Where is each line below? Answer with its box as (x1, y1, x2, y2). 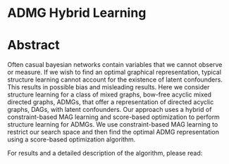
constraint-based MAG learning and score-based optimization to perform (7, 113, 220, 121)
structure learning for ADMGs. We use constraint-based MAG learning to (7, 120, 218, 129)
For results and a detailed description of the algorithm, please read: (7, 149, 203, 158)
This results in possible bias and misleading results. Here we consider (7, 83, 210, 92)
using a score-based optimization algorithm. (7, 135, 136, 144)
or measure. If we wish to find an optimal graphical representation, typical (7, 68, 222, 77)
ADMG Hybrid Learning (7, 5, 147, 21)
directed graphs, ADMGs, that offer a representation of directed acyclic (7, 98, 214, 106)
